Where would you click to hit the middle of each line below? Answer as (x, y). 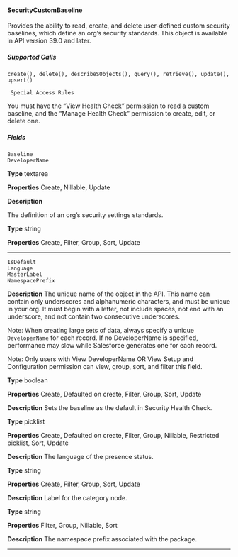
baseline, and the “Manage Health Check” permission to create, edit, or (112, 114)
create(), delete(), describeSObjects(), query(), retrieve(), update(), (119, 75)
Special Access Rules (42, 93)
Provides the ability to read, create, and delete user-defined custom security (119, 26)
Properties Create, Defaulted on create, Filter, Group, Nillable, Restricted (113, 436)
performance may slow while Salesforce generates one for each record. (112, 346)
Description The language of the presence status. (80, 457)
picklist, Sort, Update (38, 443)
